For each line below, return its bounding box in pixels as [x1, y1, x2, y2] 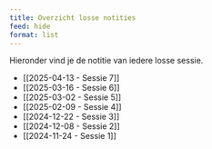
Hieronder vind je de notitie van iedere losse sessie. [9, 55, 204, 66]
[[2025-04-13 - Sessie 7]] [22, 73, 120, 84]
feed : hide [9, 22, 51, 31]
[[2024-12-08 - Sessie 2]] [22, 121, 120, 132]
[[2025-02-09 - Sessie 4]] [22, 102, 122, 113]
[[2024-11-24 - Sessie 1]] [22, 131, 116, 142]
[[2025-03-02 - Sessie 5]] [22, 92, 122, 103]
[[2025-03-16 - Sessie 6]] [22, 83, 120, 94]
